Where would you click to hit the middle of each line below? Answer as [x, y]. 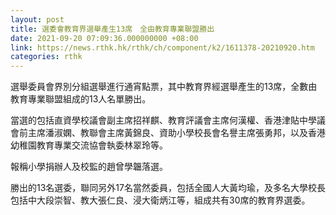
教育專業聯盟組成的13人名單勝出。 [81, 99]
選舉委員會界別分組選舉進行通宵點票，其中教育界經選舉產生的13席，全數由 [164, 87]
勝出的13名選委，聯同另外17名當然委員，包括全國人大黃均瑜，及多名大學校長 [168, 188]
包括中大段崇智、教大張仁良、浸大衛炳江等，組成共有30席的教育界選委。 [160, 200]
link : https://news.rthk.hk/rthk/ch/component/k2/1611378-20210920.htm [162, 47]
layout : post [37, 19]
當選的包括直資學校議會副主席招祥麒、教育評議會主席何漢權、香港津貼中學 [163, 120]
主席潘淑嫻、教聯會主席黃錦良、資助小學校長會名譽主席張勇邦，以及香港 [176, 133]
